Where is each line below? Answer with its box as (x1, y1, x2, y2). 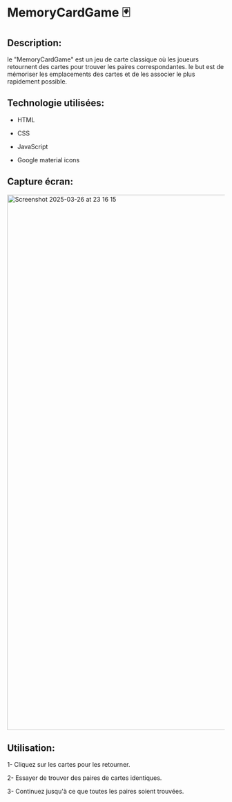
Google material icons (17, 155, 80, 164)
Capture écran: (7, 176, 74, 188)
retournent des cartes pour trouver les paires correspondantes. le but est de (7, 63, 224, 70)
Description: (7, 37, 62, 48)
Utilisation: (7, 743, 55, 754)
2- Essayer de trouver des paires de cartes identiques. (7, 774, 162, 782)
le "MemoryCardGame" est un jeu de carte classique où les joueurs (7, 55, 199, 64)
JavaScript (17, 142, 48, 151)
